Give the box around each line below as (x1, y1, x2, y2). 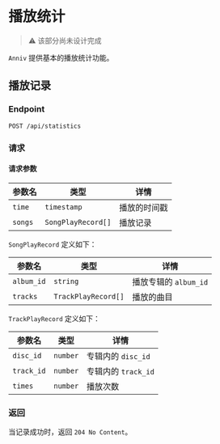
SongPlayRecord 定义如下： (8, 239, 97, 249)
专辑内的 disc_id (86, 350, 151, 362)
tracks (12, 292, 38, 301)
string (53, 277, 79, 285)
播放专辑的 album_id (132, 276, 209, 287)
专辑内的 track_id (86, 366, 155, 377)
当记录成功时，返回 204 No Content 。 (8, 427, 133, 437)
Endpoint (8, 104, 45, 115)
